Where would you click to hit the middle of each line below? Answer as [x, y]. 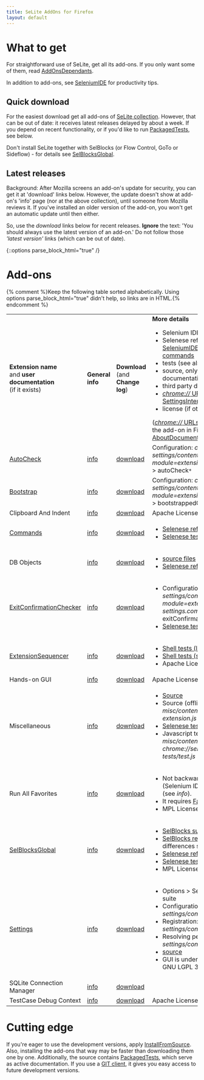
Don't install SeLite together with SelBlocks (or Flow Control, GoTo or [92, 148]
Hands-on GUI [30, 679]
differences [179, 846]
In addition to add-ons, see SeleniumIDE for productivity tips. [83, 83]
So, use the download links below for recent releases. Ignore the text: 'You [100, 226]
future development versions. [43, 1070]
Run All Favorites [33, 793]
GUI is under [180, 959]
